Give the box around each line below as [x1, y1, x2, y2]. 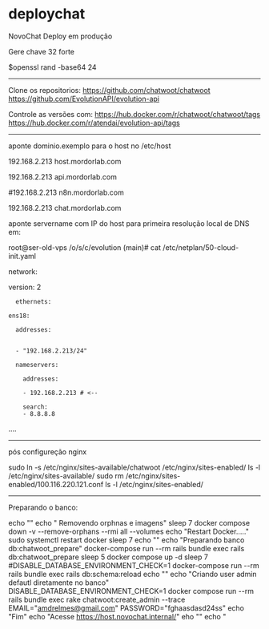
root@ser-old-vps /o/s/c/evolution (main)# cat [8, 242, 162, 252]
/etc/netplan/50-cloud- [163, 242, 239, 252]
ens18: [8, 312, 30, 320]
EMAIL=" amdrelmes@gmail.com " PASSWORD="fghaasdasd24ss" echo [8, 603, 244, 613]
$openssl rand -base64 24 [8, 62, 97, 72]
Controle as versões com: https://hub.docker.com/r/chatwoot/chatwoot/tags [8, 109, 261, 119]
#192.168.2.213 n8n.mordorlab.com [8, 187, 124, 197]
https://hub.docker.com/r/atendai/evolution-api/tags [8, 118, 180, 127]
